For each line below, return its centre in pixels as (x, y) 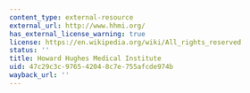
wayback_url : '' (39, 75)
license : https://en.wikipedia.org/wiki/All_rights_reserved (125, 42)
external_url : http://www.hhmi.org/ (77, 26)
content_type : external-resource (71, 17)
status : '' (29, 50)
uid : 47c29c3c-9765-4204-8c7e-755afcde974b (92, 67)
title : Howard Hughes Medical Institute (86, 58)
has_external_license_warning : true (77, 34)
